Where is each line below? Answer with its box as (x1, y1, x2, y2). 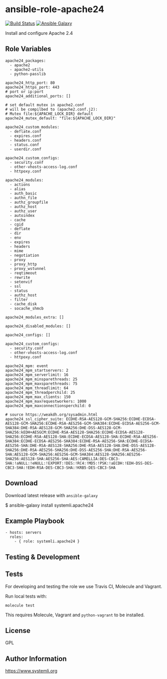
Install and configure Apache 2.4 (5, 30, 73, 36)
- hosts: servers (5, 530, 42, 535)
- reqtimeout (10, 270, 37, 276)
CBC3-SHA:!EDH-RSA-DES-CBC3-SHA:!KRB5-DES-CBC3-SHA (5, 465, 116, 470)
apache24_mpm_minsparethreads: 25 (5, 377, 78, 382)
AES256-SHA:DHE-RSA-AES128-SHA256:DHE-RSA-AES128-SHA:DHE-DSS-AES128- (5, 443, 156, 448)
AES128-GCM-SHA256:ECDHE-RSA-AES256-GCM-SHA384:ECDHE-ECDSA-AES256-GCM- (5, 421, 161, 426)
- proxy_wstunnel (10, 266, 46, 271)
